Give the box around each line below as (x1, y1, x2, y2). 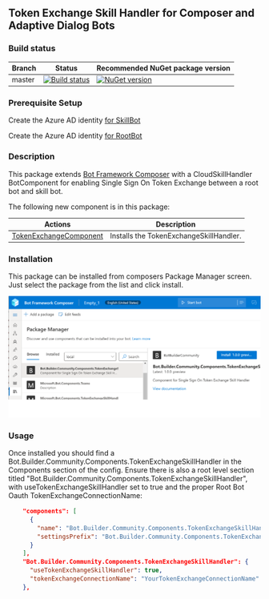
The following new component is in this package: (8, 202, 171, 211)
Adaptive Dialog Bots (8, 19, 115, 33)
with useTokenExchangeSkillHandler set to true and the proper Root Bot (8, 482, 244, 492)
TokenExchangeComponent (11, 231, 104, 241)
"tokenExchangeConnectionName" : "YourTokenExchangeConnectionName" (29, 575, 260, 583)
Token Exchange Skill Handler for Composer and (8, 6, 255, 20)
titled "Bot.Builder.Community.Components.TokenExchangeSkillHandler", (8, 474, 248, 484)
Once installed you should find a (8, 448, 114, 458)
